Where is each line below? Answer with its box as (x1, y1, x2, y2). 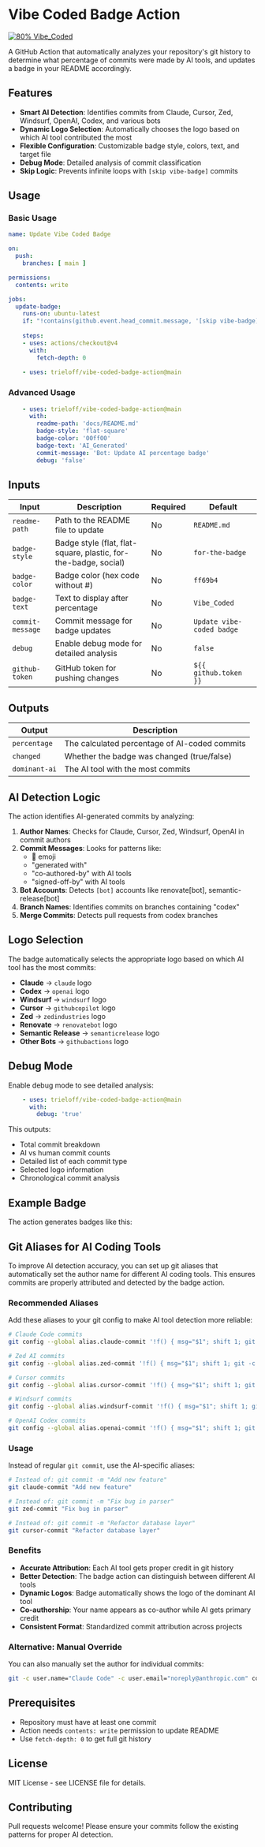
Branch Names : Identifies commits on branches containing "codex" (19, 902, 240, 912)
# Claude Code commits (8, 1330, 83, 1338)
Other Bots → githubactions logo (19, 1036, 129, 1046)
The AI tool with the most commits (64, 763, 191, 774)
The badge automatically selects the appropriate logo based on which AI (8, 954, 244, 964)
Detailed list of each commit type (19, 1157, 128, 1166)
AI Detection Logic (8, 790, 101, 804)
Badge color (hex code (54, 570, 140, 581)
